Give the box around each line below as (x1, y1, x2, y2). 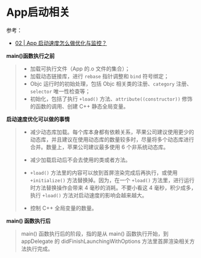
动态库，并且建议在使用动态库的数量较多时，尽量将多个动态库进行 (30, 136, 194, 143)
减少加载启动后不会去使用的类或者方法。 (30, 156, 131, 163)
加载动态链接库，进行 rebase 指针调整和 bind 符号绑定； (30, 72, 169, 80)
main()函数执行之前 (6, 52, 55, 59)
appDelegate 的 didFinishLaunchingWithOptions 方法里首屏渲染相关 (21, 238, 190, 245)
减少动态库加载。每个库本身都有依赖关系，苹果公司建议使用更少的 (30, 128, 194, 136)
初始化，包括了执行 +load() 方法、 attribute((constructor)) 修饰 (30, 95, 193, 102)
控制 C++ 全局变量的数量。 (30, 204, 98, 212)
